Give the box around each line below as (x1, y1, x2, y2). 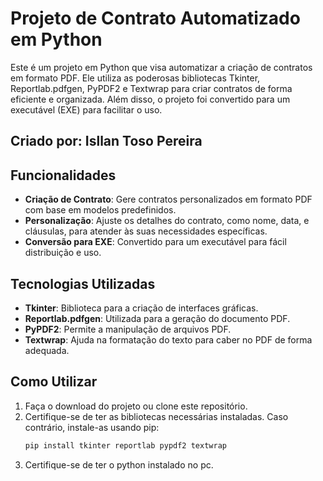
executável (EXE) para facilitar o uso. (10, 103, 163, 116)
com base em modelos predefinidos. (24, 204, 177, 216)
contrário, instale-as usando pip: (24, 421, 160, 433)
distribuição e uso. (24, 247, 102, 259)
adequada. (24, 344, 70, 356)
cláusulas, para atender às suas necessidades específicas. (24, 225, 268, 237)
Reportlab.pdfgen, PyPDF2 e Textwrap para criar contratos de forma (10, 82, 293, 94)
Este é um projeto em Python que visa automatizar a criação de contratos (10, 61, 313, 73)
